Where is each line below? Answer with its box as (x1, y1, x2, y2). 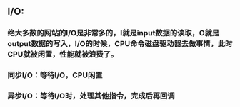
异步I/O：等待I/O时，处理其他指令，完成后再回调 (7, 91, 175, 101)
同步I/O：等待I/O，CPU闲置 (7, 70, 103, 80)
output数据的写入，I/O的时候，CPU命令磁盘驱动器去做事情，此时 (7, 39, 233, 49)
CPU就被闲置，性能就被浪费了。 (7, 50, 119, 60)
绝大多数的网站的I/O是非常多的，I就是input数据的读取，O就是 (7, 28, 220, 38)
